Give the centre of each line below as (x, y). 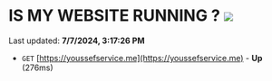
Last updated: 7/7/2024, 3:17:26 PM (77, 40)
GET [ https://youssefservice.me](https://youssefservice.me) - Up (142, 58)
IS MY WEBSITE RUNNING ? (115, 16)
